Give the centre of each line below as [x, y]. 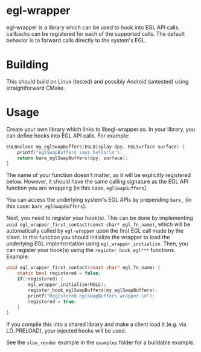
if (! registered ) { [40, 279]
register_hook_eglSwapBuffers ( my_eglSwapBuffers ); [93, 290]
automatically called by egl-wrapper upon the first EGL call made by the [95, 231]
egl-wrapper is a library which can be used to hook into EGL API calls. [93, 27]
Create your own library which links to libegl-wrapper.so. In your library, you [101, 129]
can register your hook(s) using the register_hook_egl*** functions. [91, 250]
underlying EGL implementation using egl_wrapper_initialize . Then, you [97, 244]
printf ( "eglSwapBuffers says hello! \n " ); [70, 152]
